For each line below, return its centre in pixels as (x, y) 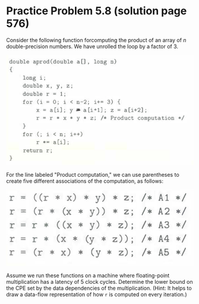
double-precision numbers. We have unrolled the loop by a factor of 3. (92, 46)
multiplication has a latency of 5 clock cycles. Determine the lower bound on (99, 282)
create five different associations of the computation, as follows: (85, 181)
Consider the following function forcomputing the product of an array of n (96, 40)
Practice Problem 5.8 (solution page (97, 11)
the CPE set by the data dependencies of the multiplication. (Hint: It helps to (99, 288)
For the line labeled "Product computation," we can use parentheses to (93, 175)
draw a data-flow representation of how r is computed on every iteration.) (97, 294)
